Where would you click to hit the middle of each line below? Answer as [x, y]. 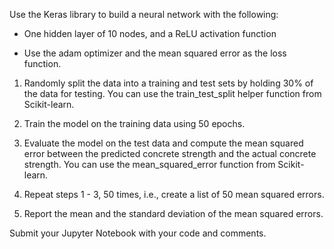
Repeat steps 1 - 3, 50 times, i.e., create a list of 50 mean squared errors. [174, 194]
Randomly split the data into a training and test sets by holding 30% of [168, 83]
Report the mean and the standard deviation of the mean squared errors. [173, 213]
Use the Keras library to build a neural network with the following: [144, 14]
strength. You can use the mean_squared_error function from [149, 164]
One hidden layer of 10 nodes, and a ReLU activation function [150, 33]
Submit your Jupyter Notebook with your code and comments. [138, 233]
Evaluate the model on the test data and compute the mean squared [163, 143]
